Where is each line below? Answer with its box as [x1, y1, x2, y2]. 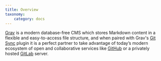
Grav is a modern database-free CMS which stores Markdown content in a [5, 30, 156, 36]
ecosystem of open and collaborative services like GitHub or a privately [5, 45, 150, 52]
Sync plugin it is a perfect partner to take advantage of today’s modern [5, 40, 148, 46]
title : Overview [5, 7, 38, 12]
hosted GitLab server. [5, 51, 49, 57]
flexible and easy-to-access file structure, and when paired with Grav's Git [5, 35, 156, 41]
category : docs [14, 16, 45, 21]
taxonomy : [5, 12, 26, 17]
